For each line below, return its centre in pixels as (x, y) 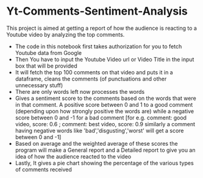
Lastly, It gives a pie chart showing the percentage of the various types (104, 163)
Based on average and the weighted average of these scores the (96, 143)
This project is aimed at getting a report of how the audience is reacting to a (101, 28)
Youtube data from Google (48, 52)
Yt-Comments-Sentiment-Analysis (97, 11)
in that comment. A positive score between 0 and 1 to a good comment (104, 104)
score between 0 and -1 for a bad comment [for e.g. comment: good (101, 118)
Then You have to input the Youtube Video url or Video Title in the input (105, 59)
